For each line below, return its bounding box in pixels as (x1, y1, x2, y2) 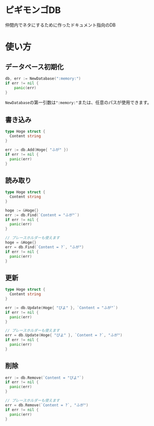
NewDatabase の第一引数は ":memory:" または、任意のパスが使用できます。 (5, 100, 152, 106)
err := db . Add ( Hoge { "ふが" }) (5, 147, 69, 152)
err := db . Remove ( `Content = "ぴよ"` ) (5, 375, 84, 380)
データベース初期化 (5, 63, 64, 71)
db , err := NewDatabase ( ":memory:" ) (5, 76, 81, 81)
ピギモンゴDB (5, 4, 61, 16)
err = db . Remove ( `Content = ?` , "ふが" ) (5, 403, 88, 408)
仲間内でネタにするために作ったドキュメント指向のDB (5, 22, 116, 28)
